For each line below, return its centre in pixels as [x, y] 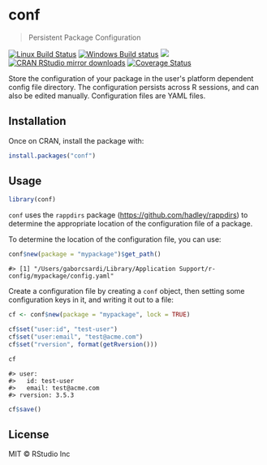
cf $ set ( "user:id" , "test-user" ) [63, 329]
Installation [37, 121]
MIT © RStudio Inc [39, 454]
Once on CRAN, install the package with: [76, 140]
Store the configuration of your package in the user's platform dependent [131, 78]
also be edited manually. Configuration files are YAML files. [107, 96]
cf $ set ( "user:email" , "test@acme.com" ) [76, 337]
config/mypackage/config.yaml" [61, 276]
